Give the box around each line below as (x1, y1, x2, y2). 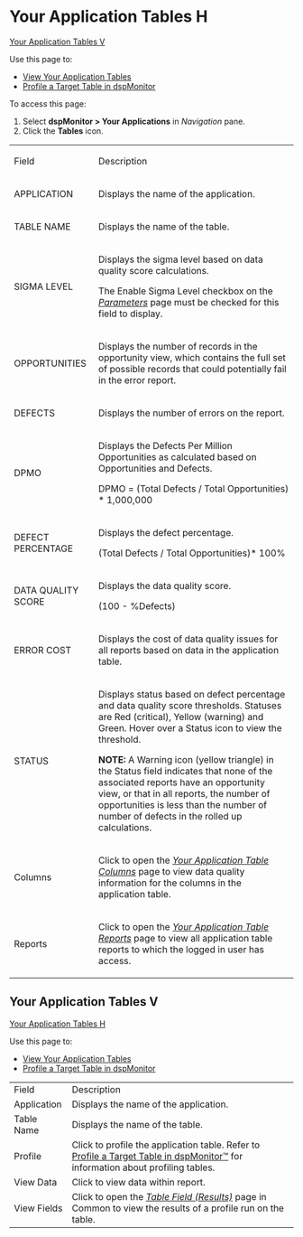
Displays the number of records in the (97, 340, 259, 352)
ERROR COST (14, 643, 72, 656)
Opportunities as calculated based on (97, 450, 257, 463)
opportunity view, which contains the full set (97, 351, 286, 363)
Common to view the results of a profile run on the (71, 1202, 284, 1214)
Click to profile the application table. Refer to (71, 1139, 261, 1151)
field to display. (97, 307, 163, 320)
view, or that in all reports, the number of (97, 787, 271, 800)
